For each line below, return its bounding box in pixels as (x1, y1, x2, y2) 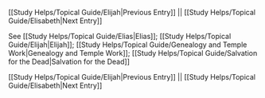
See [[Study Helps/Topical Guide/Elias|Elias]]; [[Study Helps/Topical (8, 32, 232, 41)
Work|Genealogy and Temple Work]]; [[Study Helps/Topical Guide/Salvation (8, 49, 258, 57)
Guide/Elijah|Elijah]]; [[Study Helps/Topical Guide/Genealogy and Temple (8, 40, 247, 49)
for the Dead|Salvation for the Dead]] (8, 57, 130, 66)
